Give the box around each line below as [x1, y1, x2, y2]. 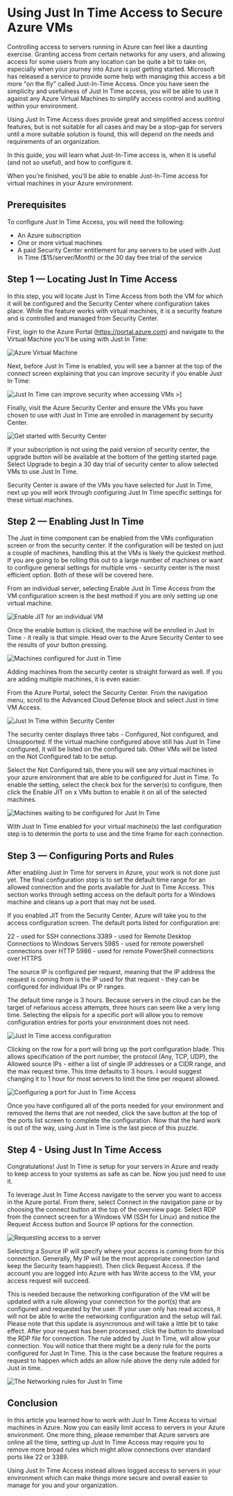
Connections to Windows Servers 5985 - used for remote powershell [7, 939, 205, 948]
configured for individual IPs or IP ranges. [7, 983, 126, 991]
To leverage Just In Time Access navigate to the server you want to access [7, 1190, 222, 1199]
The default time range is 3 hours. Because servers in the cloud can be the [7, 996, 221, 1005]
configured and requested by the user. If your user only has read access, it [7, 1305, 221, 1313]
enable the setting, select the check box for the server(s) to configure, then [7, 780, 223, 789]
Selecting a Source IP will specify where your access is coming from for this [7, 1247, 225, 1255]
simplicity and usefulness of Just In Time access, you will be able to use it [7, 87, 219, 95]
